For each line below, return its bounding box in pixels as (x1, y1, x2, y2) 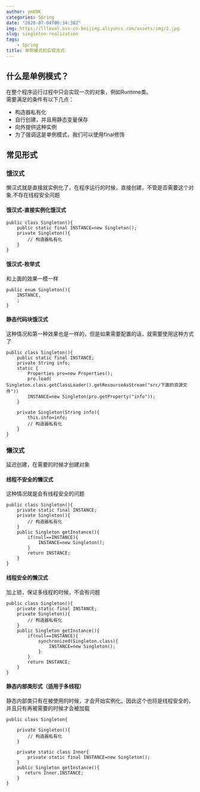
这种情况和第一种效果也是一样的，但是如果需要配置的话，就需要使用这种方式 (6, 330, 194, 337)
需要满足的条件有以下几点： (6, 96, 74, 103)
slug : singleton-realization (6, 31, 79, 37)
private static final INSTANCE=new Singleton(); (27, 754, 151, 760)
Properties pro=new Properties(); (27, 370, 113, 376)
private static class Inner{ (17, 749, 89, 755)
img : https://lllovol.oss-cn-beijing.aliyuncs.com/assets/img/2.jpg (6, 25, 180, 32)
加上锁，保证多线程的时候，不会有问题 (6, 588, 100, 595)
